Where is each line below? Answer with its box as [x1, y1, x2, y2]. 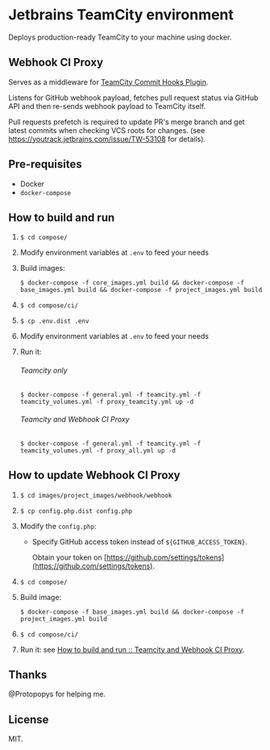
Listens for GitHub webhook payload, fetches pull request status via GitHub [8, 93, 259, 102]
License [8, 712, 49, 727]
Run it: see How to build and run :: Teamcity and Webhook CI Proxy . [19, 644, 245, 654]
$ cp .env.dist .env [19, 317, 89, 326]
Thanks [8, 668, 48, 681]
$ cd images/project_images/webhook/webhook [19, 491, 172, 499]
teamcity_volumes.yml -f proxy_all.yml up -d [19, 446, 176, 455]
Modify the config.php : [19, 521, 97, 531]
